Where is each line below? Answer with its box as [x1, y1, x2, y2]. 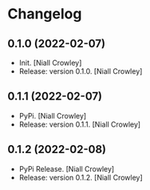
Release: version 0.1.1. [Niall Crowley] [18, 119, 141, 129]
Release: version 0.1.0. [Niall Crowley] [18, 67, 143, 76]
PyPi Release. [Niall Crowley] [18, 164, 115, 173]
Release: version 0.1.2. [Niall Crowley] [18, 172, 143, 182]
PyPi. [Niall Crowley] [18, 111, 87, 120]
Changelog [7, 5, 82, 23]
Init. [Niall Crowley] [18, 58, 82, 67]
